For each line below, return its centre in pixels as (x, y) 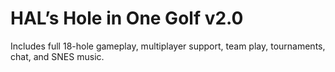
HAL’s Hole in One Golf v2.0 (127, 18)
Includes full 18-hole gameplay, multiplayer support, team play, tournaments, (168, 46)
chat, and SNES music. (57, 56)
